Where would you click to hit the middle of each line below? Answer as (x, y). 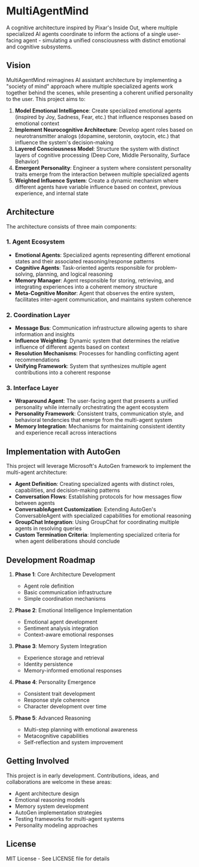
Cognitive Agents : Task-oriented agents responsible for (84, 267)
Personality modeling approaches (56, 825)
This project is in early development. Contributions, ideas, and (83, 775)
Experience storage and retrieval (64, 658)
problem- (166, 267)
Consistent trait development (59, 694)
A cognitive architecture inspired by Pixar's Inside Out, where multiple (92, 28)
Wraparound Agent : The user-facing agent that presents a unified (96, 401)
